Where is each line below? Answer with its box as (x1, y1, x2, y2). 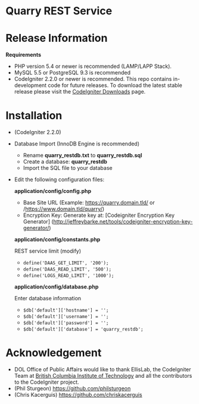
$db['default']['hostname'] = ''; (23, 307, 109, 313)
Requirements (5, 51, 42, 58)
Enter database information (14, 295, 82, 302)
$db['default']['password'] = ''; (23, 320, 109, 326)
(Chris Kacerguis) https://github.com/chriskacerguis (14, 391, 142, 398)
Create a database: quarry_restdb (23, 158, 108, 165)
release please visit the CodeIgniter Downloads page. (14, 88, 146, 95)
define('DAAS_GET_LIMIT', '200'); (23, 260, 109, 266)
